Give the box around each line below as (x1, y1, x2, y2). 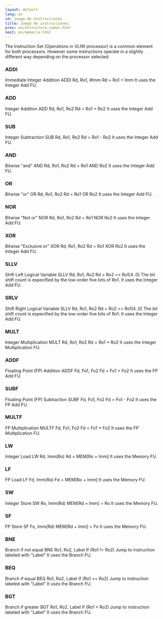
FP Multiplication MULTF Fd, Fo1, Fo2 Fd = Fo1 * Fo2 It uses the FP (5, 425, 139, 431)
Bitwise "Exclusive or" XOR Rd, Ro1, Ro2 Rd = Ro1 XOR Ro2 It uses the (5, 243, 146, 249)
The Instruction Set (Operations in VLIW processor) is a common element (5, 44, 153, 49)
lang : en (5, 12, 23, 17)
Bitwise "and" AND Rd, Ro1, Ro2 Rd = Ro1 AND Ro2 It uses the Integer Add (5, 163, 155, 169)
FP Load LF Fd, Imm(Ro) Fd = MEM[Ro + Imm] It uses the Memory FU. (5, 477, 146, 483)
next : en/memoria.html (5, 30, 51, 35)
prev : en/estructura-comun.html (5, 25, 71, 30)
